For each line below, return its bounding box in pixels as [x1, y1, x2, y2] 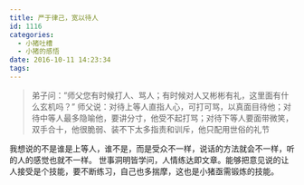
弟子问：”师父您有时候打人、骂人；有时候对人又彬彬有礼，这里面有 [31, 90, 281, 101]
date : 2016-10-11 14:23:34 [9, 55, 111, 64]
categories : [9, 30, 54, 39]
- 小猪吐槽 [17, 38, 53, 48]
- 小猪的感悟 [17, 47, 61, 56]
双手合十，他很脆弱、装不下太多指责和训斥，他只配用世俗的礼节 [31, 123, 270, 134]
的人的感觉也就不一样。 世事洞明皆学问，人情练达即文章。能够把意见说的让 [9, 154, 290, 165]
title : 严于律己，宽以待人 [9, 13, 100, 23]
